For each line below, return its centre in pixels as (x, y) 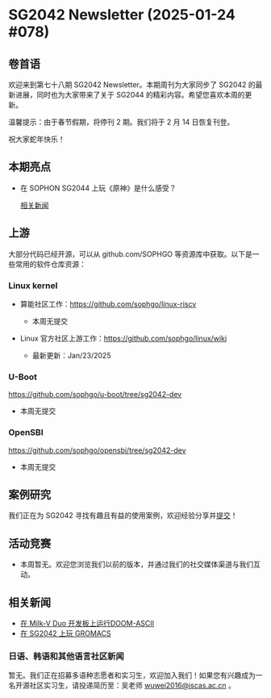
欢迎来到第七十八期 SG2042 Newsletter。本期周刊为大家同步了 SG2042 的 (132, 85)
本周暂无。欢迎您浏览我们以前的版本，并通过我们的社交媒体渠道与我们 (137, 564)
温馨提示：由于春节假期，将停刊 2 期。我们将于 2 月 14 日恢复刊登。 (121, 122)
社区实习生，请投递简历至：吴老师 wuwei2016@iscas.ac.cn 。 (132, 685)
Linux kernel (33, 286)
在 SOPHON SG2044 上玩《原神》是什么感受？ (98, 188)
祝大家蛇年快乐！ (37, 139)
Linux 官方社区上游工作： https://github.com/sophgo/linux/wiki (123, 338)
